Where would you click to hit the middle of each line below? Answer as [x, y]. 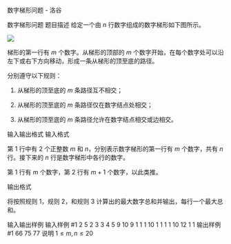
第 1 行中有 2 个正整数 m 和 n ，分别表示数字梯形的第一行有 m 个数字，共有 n [115, 149]
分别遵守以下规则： [34, 75]
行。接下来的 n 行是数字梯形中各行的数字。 [68, 157]
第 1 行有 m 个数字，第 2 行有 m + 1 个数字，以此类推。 [84, 172]
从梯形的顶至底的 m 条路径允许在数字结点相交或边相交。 [97, 120]
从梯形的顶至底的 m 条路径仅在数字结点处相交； [85, 105]
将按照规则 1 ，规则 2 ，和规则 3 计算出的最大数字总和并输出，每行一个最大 [112, 201]
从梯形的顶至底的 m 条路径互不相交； [70, 90]
